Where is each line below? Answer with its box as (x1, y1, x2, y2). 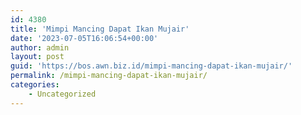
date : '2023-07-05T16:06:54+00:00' (10, 33, 159, 43)
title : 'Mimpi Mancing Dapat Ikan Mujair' (10, 24, 190, 34)
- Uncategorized (28, 89, 97, 99)
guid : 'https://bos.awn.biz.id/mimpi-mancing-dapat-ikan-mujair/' (10, 61, 293, 71)
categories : (10, 80, 60, 90)
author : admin (10, 42, 70, 53)
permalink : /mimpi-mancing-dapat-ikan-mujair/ (10, 71, 208, 81)
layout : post (10, 52, 65, 62)
